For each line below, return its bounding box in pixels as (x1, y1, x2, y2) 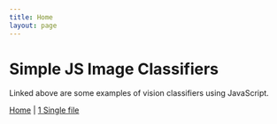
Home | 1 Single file (9, 105, 80, 115)
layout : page (9, 21, 58, 30)
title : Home (9, 12, 53, 22)
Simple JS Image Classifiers (9, 59, 219, 79)
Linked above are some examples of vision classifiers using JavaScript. (9, 88, 270, 98)
